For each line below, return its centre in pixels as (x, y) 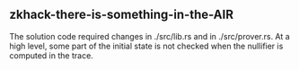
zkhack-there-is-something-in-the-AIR (121, 15)
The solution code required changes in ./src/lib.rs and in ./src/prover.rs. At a (149, 36)
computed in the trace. (52, 55)
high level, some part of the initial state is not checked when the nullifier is (146, 46)
